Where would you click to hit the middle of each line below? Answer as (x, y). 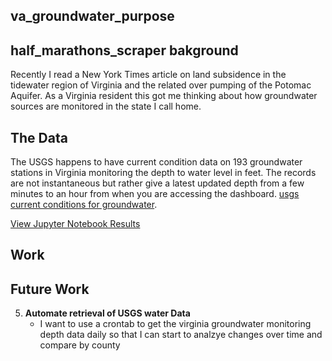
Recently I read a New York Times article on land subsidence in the (148, 75)
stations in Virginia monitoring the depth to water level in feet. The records (163, 173)
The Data (39, 137)
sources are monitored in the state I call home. (106, 106)
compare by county (80, 345)
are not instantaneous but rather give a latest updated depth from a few (157, 183)
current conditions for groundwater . (84, 205)
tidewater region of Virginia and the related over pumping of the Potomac (161, 85)
